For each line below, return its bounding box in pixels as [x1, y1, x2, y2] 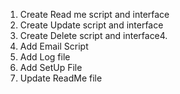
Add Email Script [19, 40, 89, 52]
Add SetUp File [19, 62, 83, 73]
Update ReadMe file [19, 72, 103, 84]
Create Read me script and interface [19, 9, 170, 20]
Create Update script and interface [19, 19, 164, 31]
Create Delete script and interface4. [19, 30, 168, 41]
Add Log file [19, 51, 71, 63]
